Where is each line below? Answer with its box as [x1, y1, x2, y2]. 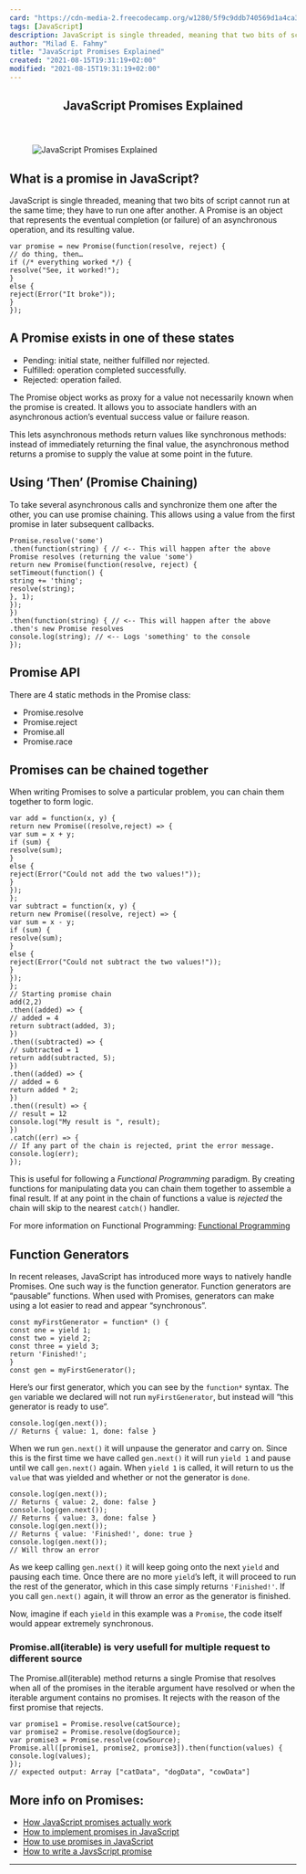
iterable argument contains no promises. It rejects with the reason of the [9, 1692, 280, 1703]
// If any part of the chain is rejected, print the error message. [9, 1142, 275, 1151]
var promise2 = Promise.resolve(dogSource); [9, 1728, 181, 1737]
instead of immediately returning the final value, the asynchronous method [9, 438, 290, 449]
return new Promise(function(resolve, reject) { [9, 560, 198, 569]
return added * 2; [9, 1086, 79, 1095]
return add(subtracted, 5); [9, 1054, 117, 1063]
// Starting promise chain [9, 990, 112, 999]
